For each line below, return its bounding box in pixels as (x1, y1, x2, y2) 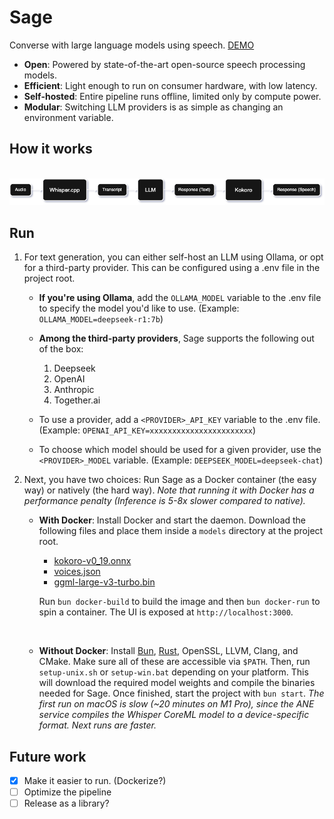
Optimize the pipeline (23, 786, 112, 798)
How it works (9, 141, 93, 158)
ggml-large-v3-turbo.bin (53, 576, 156, 588)
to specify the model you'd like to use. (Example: (38, 302, 240, 315)
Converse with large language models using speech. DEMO (9, 39, 255, 51)
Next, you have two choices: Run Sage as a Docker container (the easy (23, 474, 317, 486)
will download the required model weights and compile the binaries (38, 677, 316, 689)
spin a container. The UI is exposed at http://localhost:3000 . (38, 606, 294, 618)
